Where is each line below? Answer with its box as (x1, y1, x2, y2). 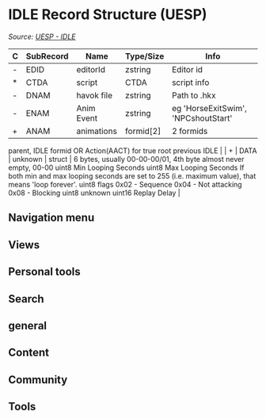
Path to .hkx (171, 90, 216, 101)
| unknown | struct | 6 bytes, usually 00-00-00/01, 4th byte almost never (8, 154, 245, 163)
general (8, 319, 47, 333)
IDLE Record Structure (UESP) (8, 6, 207, 24)
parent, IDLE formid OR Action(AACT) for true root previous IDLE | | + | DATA (8, 145, 257, 156)
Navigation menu (8, 211, 95, 225)
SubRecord (25, 50, 69, 61)
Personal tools (8, 265, 81, 279)
